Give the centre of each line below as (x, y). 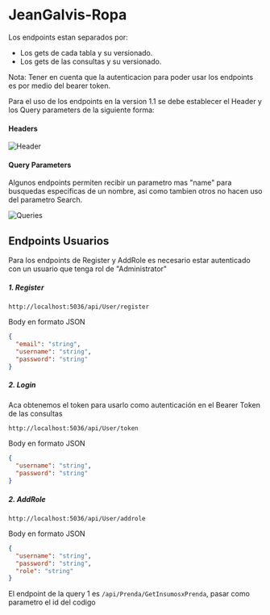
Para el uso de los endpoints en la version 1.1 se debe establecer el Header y (135, 101)
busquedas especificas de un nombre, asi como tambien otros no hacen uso (135, 191)
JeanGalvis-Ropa (68, 15)
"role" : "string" (45, 571)
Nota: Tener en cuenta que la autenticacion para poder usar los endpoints (131, 77)
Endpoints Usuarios (59, 241)
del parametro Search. (46, 200)
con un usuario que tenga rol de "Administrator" (88, 269)
